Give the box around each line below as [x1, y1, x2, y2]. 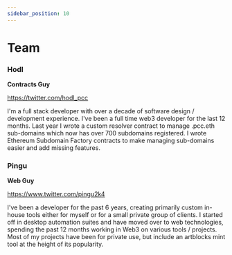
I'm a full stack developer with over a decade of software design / [7, 107, 195, 115]
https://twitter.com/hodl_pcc [7, 94, 89, 102]
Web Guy [7, 177, 35, 185]
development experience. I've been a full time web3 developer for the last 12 [7, 115, 226, 123]
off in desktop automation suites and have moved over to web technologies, [7, 218, 224, 227]
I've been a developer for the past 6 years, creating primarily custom [7, 203, 203, 211]
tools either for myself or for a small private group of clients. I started [26, 211, 223, 219]
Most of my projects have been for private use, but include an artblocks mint [7, 233, 226, 241]
